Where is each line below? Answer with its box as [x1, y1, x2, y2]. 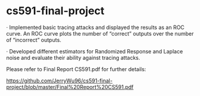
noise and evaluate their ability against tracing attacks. [6, 54, 140, 61]
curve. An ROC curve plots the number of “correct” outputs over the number [6, 30, 194, 37]
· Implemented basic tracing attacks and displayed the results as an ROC [6, 24, 185, 31]
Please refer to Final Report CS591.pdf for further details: [6, 65, 146, 72]
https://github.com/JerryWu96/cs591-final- [6, 77, 113, 84]
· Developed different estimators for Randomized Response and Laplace [6, 47, 183, 55]
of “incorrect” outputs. [6, 36, 61, 43]
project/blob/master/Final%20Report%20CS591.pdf [6, 83, 134, 90]
